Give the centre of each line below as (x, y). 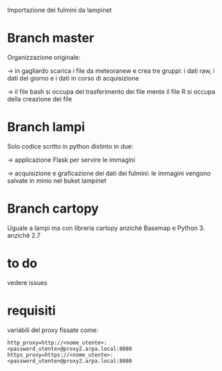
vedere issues (27, 282)
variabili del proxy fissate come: (53, 330)
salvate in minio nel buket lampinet (57, 181)
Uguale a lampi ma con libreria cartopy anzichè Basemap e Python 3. (106, 228)
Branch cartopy (53, 209)
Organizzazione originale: (44, 57)
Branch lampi (46, 127)
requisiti (32, 310)
